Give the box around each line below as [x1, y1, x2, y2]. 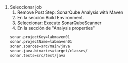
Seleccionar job [9, 4, 42, 10]
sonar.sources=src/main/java [9, 44, 70, 49]
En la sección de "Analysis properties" [17, 25, 95, 31]
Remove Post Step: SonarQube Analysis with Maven [17, 9, 124, 15]
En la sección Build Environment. [17, 15, 84, 20]
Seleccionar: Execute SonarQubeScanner [17, 20, 102, 26]
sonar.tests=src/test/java [9, 53, 66, 58]
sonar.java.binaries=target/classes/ [9, 48, 88, 53]
